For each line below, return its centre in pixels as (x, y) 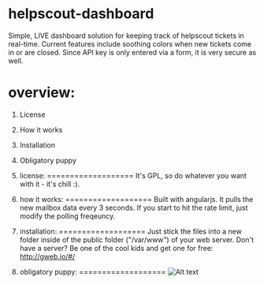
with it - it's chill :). (50, 184)
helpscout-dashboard (81, 14)
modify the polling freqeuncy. (67, 216)
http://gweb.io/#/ (47, 256)
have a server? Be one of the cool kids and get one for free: (116, 248)
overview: (42, 93)
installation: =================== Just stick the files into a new (130, 231)
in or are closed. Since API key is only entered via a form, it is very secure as (132, 52)
